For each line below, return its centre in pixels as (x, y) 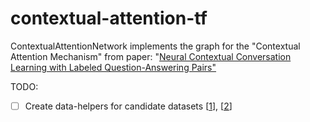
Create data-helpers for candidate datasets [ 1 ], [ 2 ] (128, 106)
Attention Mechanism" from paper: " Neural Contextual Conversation (151, 56)
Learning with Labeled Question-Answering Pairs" (113, 67)
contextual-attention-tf (109, 18)
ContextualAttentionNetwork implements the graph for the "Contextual (155, 46)
